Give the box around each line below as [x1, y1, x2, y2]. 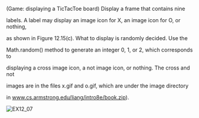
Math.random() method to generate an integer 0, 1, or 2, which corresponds [6, 46, 193, 53]
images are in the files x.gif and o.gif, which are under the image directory [6, 82, 189, 89]
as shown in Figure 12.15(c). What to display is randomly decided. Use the [6, 35, 188, 41]
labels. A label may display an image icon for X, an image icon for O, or [6, 17, 181, 23]
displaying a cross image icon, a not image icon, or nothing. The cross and [6, 64, 191, 71]
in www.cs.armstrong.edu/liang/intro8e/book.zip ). [6, 94, 129, 101]
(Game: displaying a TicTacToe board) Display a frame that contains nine [6, 5, 186, 12]
